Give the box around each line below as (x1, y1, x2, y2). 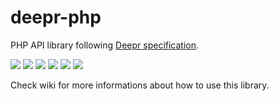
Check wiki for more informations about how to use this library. (10, 79, 270, 91)
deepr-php (10, 6, 102, 29)
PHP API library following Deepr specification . (10, 39, 200, 51)
